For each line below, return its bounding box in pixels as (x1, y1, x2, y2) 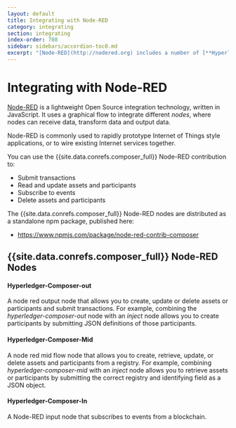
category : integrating (7, 23, 74, 30)
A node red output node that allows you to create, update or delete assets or (7, 297, 228, 305)
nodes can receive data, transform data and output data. (7, 117, 171, 126)
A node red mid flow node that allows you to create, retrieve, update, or (7, 351, 214, 359)
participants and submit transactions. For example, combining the (7, 305, 197, 313)
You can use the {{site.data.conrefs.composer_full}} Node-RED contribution (7, 152, 227, 161)
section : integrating (7, 29, 71, 37)
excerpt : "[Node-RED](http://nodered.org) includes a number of (7, 50, 199, 57)
